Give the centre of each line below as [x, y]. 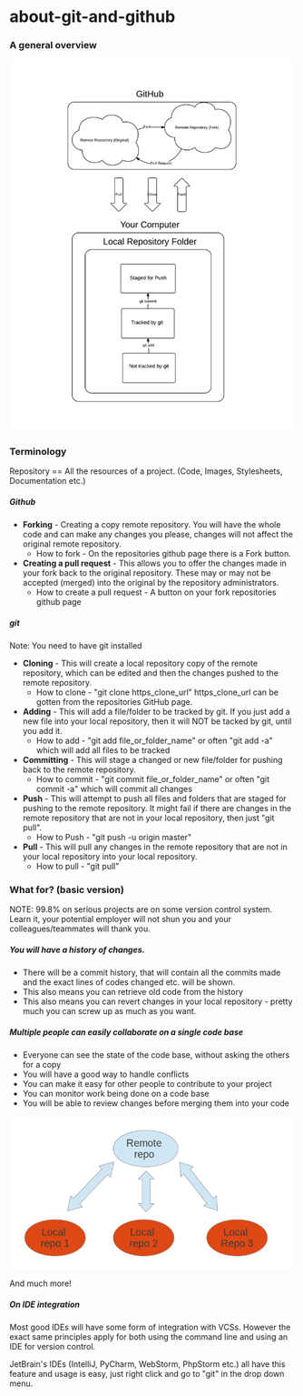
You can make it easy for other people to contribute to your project [147, 1084]
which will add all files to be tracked [103, 750]
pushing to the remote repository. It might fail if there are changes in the [157, 808]
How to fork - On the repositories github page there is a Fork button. [164, 554]
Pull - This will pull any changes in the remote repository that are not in [155, 847]
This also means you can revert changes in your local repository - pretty [157, 1001]
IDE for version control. [53, 1347]
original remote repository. [72, 544]
